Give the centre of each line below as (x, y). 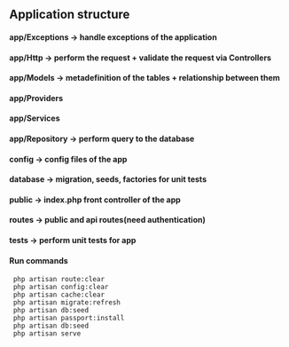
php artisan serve (47, 334)
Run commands (39, 260)
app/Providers (36, 98)
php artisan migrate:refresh (67, 303)
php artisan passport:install (69, 319)
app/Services (35, 118)
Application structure (70, 15)
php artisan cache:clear (59, 295)
